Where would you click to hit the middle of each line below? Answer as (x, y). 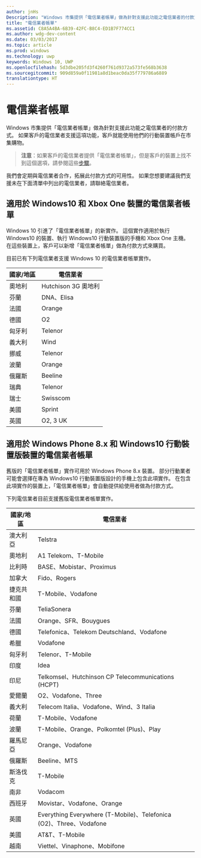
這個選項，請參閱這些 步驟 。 (60, 163)
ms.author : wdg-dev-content (41, 34)
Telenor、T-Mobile (65, 654)
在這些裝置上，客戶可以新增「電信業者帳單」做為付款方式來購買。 (87, 245)
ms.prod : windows (28, 51)
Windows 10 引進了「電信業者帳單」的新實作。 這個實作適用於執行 (88, 231)
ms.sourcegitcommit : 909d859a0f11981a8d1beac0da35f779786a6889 (87, 73)
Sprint (50, 409)
